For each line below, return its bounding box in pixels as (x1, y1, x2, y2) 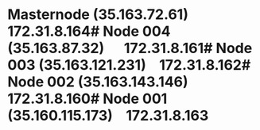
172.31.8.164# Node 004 (7, 22, 172, 40)
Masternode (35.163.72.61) (7, 6, 188, 24)
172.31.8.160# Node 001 (7, 90, 168, 108)
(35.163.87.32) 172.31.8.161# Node (7, 40, 253, 57)
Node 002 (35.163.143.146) (7, 73, 188, 91)
